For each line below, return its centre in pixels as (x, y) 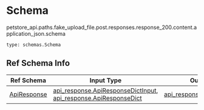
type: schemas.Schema (34, 45)
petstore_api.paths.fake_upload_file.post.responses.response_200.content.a (102, 27)
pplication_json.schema (36, 33)
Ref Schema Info (38, 63)
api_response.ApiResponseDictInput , (106, 90)
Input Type (106, 80)
